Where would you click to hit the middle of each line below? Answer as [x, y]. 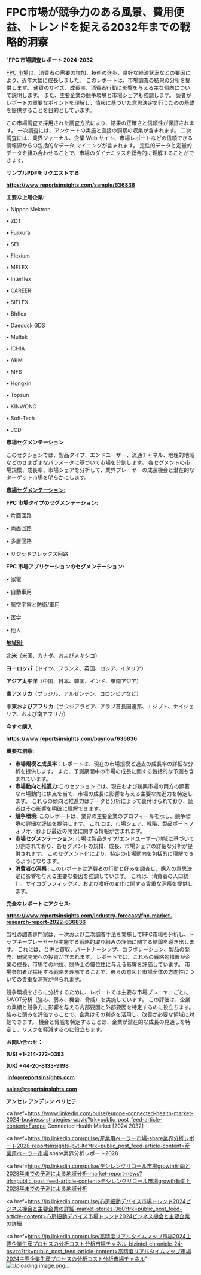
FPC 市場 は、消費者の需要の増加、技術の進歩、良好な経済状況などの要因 [96, 72]
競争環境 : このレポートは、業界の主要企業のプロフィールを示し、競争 [100, 816]
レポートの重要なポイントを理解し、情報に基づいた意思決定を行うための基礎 [100, 102]
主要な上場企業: [25, 197]
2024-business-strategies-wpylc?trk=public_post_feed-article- [84, 1119]
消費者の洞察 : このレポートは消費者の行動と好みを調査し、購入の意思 [101, 868]
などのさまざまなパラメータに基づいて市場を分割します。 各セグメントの [96, 462]
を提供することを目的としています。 [51, 110]
